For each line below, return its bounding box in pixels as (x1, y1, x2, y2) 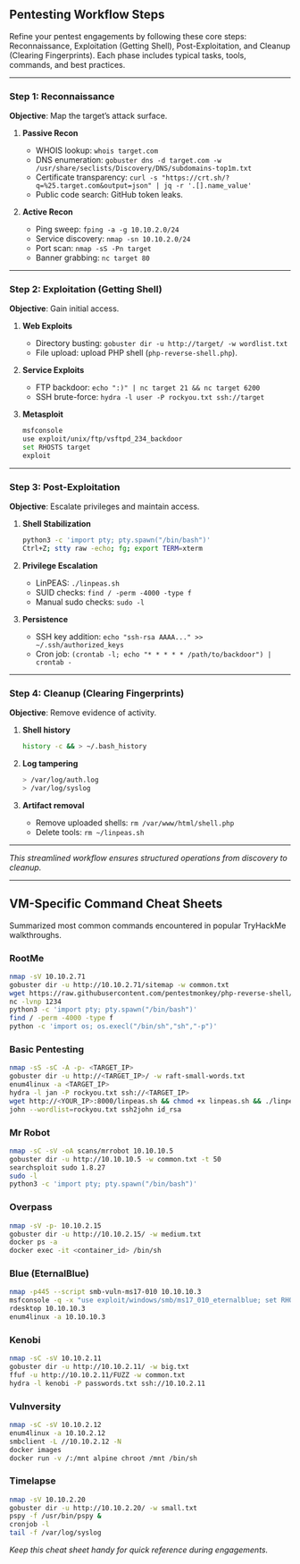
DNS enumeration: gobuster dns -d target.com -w (35, 155, 221, 165)
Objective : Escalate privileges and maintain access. (9, 501, 200, 512)
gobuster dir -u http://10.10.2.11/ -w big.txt (9, 1363, 190, 1372)
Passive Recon (21, 128, 79, 139)
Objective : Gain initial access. (9, 303, 120, 314)
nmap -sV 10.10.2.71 (9, 972, 87, 981)
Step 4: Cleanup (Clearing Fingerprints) (9, 687, 185, 699)
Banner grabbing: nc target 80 (35, 252, 150, 263)
